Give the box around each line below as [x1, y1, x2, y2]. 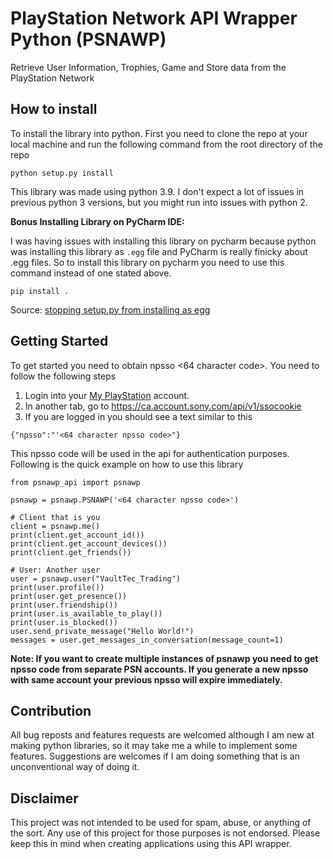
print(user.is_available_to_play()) [10, 608, 163, 619]
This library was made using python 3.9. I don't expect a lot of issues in [10, 185, 305, 197]
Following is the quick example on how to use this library [10, 458, 244, 470]
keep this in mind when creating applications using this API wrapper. [10, 838, 292, 850]
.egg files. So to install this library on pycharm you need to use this [10, 256, 285, 268]
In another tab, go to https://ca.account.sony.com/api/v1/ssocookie [24, 400, 302, 412]
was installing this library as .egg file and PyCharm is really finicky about [10, 245, 308, 257]
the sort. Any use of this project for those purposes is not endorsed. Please [10, 827, 321, 839]
